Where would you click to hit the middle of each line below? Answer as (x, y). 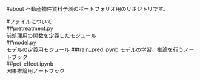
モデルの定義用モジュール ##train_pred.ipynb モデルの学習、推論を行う (95, 49)
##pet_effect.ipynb (30, 64)
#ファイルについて (29, 22)
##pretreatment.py (30, 28)
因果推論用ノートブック (35, 71)
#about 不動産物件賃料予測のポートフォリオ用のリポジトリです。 (87, 9)
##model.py (21, 42)
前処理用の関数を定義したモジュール (52, 35)
